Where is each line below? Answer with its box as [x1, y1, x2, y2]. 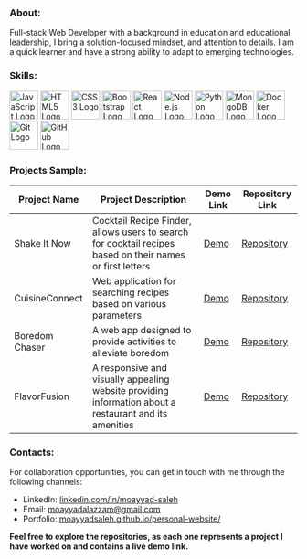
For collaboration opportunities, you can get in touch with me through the [9, 467, 285, 478]
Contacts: [9, 446, 55, 459]
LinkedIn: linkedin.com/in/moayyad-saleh [22, 494, 178, 505]
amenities [91, 418, 134, 431]
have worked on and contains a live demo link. [9, 541, 189, 552]
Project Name [17, 193, 79, 206]
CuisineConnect [14, 291, 84, 304]
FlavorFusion [14, 390, 70, 403]
